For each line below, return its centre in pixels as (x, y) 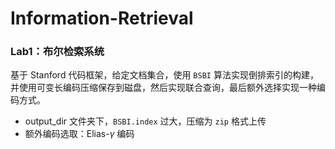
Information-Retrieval (102, 18)
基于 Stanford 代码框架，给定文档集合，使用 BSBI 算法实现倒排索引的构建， (164, 75)
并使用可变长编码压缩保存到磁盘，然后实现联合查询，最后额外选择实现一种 (163, 88)
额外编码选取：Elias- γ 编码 (79, 134)
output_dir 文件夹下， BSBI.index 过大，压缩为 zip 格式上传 (145, 121)
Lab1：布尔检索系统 (57, 52)
